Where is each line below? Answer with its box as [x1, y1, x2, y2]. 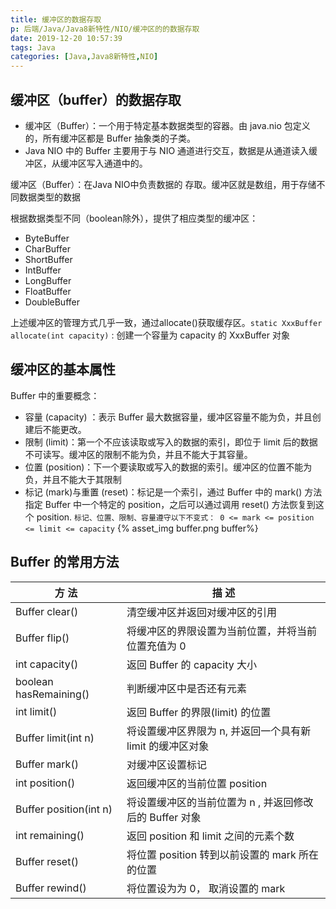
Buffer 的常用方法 [10, 554, 120, 571]
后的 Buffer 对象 [126, 810, 202, 824]
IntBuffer [24, 264, 62, 276]
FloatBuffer [24, 285, 72, 297]
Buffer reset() [15, 854, 79, 868]
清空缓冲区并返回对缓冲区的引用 [126, 605, 277, 619]
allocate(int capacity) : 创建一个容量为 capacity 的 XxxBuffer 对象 [10, 329, 290, 341]
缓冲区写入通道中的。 [59, 157, 148, 169]
